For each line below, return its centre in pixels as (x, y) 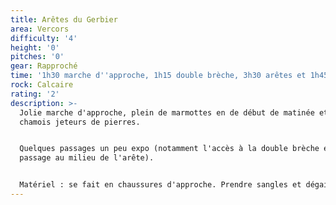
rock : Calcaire (42, 85)
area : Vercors (40, 29)
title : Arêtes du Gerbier (64, 19)
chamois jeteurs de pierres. (80, 122)
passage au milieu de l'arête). (87, 158)
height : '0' (35, 47)
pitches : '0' (37, 57)
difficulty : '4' (44, 38)
